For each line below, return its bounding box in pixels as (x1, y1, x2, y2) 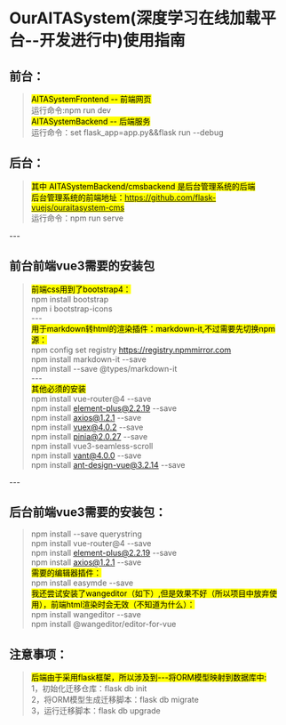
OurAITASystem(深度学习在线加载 (9, 8, 261, 28)
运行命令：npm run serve (30, 213, 124, 223)
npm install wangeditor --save (30, 609, 142, 620)
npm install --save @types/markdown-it (30, 363, 178, 374)
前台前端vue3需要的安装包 (9, 259, 155, 274)
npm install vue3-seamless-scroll (30, 440, 154, 451)
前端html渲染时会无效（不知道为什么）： (50, 600, 195, 610)
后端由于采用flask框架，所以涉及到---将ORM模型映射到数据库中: (30, 673, 267, 683)
